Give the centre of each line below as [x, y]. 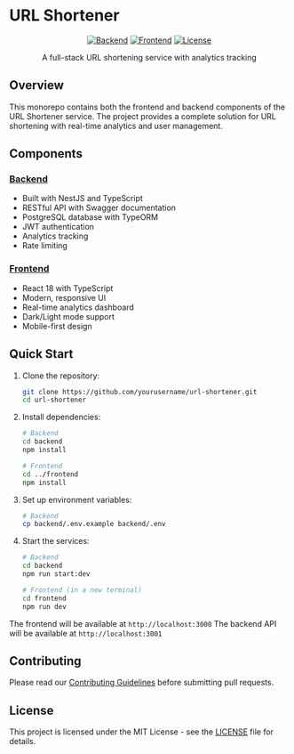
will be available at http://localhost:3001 [86, 633]
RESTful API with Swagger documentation [99, 208]
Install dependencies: [61, 417]
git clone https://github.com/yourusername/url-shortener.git [139, 392]
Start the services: [56, 541]
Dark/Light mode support [68, 316]
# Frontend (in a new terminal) [82, 590]
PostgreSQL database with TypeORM [90, 217]
